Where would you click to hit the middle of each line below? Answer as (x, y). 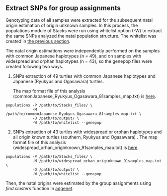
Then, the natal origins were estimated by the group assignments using (78, 183)
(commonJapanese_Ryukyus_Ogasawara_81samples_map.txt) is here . (84, 96)
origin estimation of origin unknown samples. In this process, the (72, 25)
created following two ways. (35, 66)
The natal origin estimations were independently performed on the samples (83, 50)
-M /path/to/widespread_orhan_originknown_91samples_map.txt (97, 161)
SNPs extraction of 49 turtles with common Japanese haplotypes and (84, 76)
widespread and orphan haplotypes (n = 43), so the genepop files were (79, 61)
